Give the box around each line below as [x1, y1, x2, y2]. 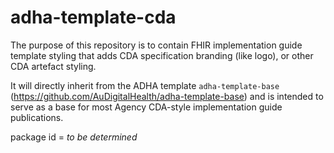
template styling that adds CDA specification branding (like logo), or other [10, 49, 314, 61]
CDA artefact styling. [10, 60, 97, 72]
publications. [10, 111, 64, 123]
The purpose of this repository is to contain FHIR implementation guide [10, 39, 303, 51]
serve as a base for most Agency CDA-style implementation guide [10, 101, 283, 113]
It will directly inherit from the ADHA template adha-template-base [10, 79, 280, 91]
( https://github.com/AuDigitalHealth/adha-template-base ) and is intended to [10, 90, 324, 102]
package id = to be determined [10, 131, 138, 143]
